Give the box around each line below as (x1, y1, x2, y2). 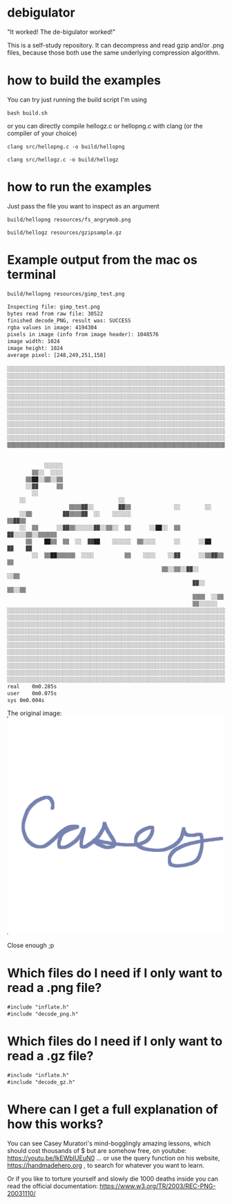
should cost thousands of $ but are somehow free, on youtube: (7, 1146, 187, 1154)
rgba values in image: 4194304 (7, 324, 97, 331)
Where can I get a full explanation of (7, 1101, 219, 1117)
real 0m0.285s (7, 683, 57, 690)
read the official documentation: (7, 1182, 98, 1190)
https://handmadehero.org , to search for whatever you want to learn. (7, 1161, 205, 1169)
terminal (7, 267, 57, 282)
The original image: (7, 709, 62, 717)
